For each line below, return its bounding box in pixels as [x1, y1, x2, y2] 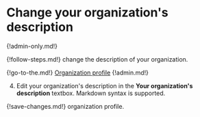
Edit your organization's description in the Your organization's [16, 81, 193, 90]
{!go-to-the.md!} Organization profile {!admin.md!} [6, 68, 149, 77]
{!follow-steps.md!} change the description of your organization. [6, 55, 188, 63]
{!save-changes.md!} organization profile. [6, 102, 125, 110]
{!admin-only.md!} [6, 42, 58, 50]
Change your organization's [6, 5, 168, 21]
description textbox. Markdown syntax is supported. [16, 89, 166, 97]
